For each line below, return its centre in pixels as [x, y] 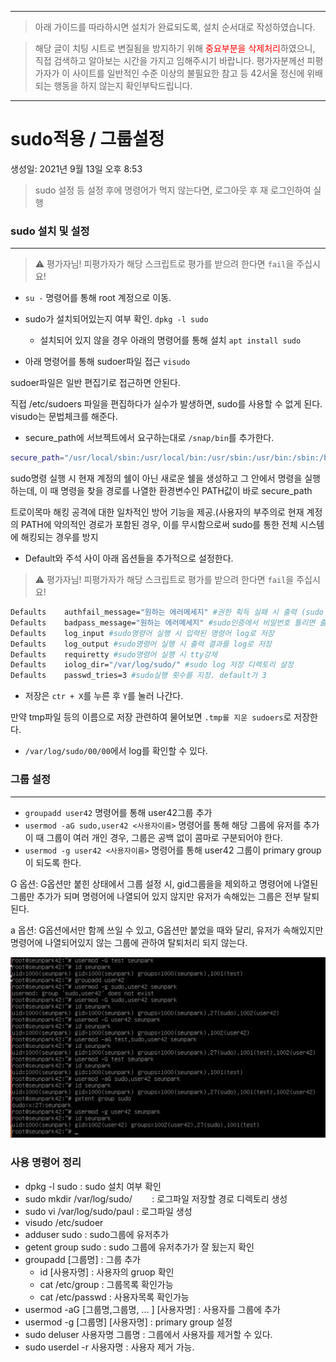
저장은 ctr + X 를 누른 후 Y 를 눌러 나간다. [104, 696]
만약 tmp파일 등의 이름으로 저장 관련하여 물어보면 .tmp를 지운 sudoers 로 [151, 717]
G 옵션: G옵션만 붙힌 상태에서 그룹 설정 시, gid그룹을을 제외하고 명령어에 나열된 [164, 883]
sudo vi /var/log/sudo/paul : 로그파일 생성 [108, 1211]
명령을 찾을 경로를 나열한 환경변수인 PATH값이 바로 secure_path [186, 491]
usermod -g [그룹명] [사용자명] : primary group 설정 [128, 1322]
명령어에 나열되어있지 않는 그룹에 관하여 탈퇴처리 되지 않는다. [129, 942]
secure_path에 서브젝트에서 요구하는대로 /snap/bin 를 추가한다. [149, 438]
